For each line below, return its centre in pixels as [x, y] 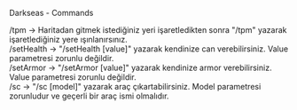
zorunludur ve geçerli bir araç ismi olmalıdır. [89, 96]
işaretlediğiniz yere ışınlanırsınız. [68, 39]
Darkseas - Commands [51, 13]
